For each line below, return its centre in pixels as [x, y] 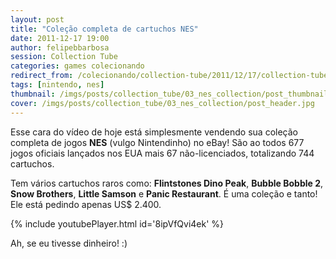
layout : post [37, 19]
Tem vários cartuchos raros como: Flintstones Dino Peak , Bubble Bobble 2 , [167, 183]
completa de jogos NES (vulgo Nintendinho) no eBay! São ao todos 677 [157, 142]
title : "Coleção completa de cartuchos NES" [104, 29]
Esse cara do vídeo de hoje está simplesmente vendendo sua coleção [154, 132]
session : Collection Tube [64, 57]
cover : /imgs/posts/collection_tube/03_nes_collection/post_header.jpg [162, 103]
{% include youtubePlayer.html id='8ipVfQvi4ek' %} [117, 223]
